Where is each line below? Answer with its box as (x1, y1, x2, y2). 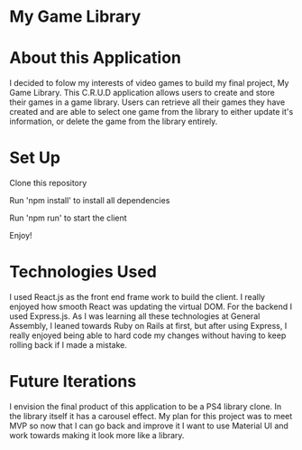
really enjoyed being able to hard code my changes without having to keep (9, 330, 287, 341)
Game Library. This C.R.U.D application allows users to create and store (9, 88, 275, 98)
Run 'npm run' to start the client (9, 212, 128, 223)
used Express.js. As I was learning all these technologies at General (9, 311, 261, 322)
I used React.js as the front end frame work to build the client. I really (9, 292, 266, 302)
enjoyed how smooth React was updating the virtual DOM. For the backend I (9, 301, 293, 312)
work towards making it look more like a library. (9, 429, 185, 440)
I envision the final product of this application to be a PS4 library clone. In (9, 400, 282, 412)
